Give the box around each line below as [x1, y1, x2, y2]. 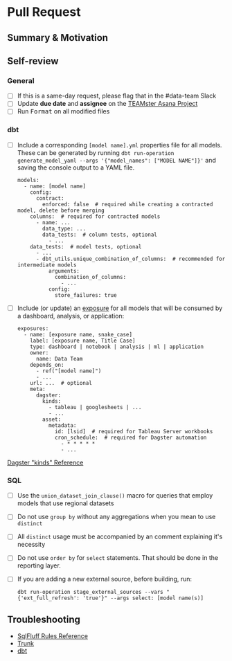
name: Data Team [35, 355, 83, 362]
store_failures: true [54, 291, 117, 298]
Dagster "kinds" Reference [7, 458, 84, 467]
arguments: [48, 267, 80, 274]
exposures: [17, 325, 49, 332]
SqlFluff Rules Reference [17, 632, 89, 640]
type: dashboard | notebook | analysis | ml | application [30, 343, 204, 350]
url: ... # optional [30, 379, 92, 386]
